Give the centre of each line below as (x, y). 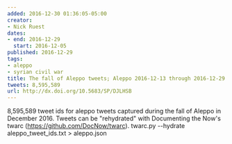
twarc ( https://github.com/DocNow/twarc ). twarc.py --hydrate (96, 126)
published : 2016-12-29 (40, 53)
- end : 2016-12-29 (34, 40)
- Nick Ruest (26, 26)
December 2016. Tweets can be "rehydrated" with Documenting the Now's (114, 118)
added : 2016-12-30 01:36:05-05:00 (57, 14)
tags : (15, 59)
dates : (17, 33)
